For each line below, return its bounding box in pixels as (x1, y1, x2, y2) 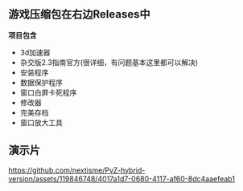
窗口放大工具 (19, 117, 63, 127)
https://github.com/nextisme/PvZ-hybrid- (8, 165, 146, 175)
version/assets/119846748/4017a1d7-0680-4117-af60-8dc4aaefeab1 (8, 173, 236, 183)
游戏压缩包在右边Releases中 (8, 7, 150, 22)
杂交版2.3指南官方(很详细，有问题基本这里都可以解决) (19, 57, 199, 67)
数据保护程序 (19, 77, 63, 87)
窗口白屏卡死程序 (19, 87, 77, 97)
